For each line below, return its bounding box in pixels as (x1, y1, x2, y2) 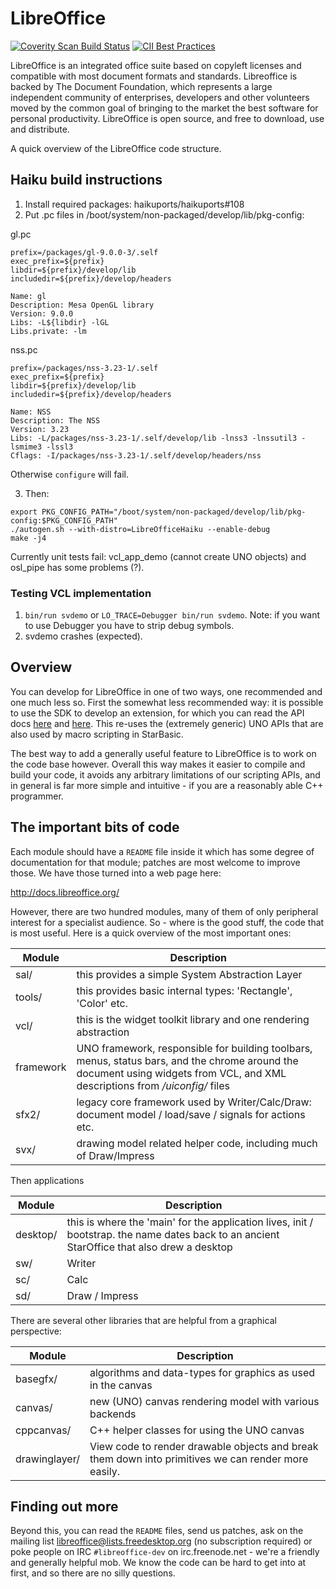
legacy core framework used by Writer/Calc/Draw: (76, 1095, 312, 1109)
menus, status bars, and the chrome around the (76, 1053, 299, 1067)
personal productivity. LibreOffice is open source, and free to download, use (10, 112, 325, 124)
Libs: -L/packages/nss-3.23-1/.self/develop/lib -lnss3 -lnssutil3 (10, 433, 298, 443)
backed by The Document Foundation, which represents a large (10, 80, 273, 92)
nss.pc (10, 343, 38, 356)
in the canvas (89, 1378, 153, 1392)
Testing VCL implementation (10, 586, 152, 600)
